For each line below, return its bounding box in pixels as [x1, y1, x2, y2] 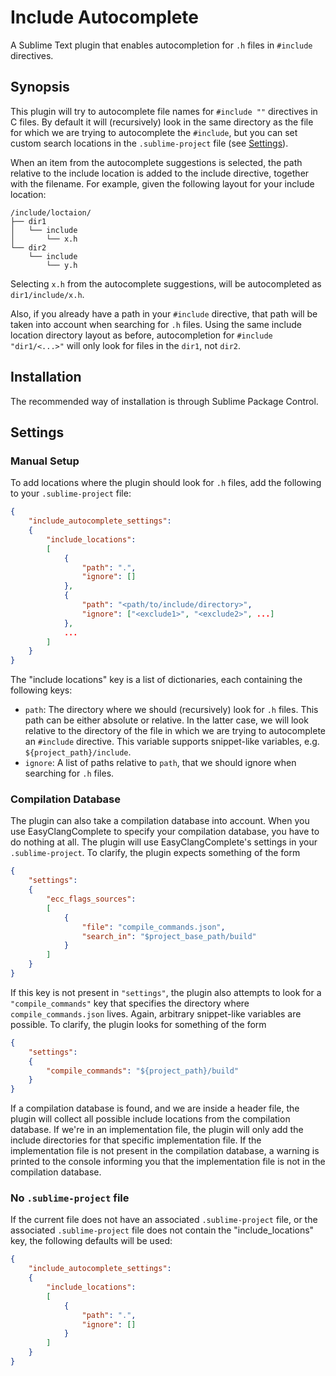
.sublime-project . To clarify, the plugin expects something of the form [10, 847, 301, 859]
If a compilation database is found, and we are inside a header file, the [10, 1102, 300, 1115]
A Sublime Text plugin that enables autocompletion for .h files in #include [10, 39, 313, 51]
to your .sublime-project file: [10, 487, 132, 500]
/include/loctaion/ [10, 207, 92, 218]
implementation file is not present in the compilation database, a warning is [10, 1145, 320, 1157]
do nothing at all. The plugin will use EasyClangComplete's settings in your [10, 836, 318, 848]
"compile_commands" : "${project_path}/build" [46, 1066, 240, 1076]
